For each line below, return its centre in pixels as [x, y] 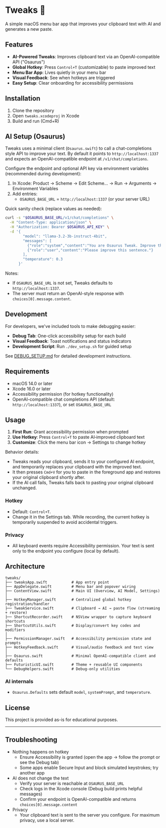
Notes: [12, 273]
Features [19, 45]
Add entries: [25, 194]
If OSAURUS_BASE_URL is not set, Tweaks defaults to [62, 283]
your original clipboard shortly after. [49, 477]
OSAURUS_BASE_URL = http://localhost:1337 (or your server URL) [85, 199]
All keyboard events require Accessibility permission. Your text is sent [83, 546]
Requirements [27, 372]
